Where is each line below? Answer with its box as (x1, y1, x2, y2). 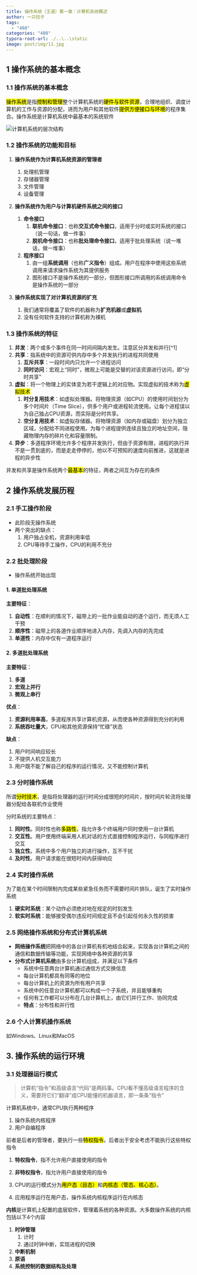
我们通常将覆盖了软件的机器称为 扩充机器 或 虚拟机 (23, 306, 142, 313)
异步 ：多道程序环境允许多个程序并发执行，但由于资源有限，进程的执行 (14, 440, 185, 447)
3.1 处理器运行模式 (6, 1070, 57, 1078)
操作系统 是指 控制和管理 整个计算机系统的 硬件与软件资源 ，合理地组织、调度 (6, 98, 186, 105)
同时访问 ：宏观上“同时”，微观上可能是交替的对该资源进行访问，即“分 (23, 366, 190, 373)
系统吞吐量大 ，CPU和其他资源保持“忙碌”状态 (14, 723, 123, 730)
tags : (6, 19, 19, 25)
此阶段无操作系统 (14, 519, 56, 526)
